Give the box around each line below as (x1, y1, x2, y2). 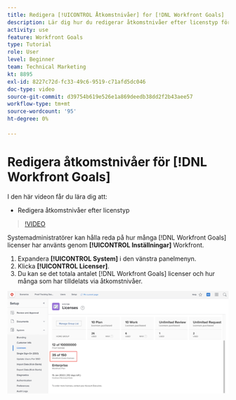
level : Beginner (7, 56, 55, 63)
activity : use (7, 26, 49, 33)
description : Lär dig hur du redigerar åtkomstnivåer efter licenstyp (7, 18, 218, 26)
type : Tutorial (7, 41, 52, 49)
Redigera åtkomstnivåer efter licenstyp (17, 206, 130, 214)
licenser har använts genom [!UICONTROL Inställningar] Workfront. (7, 240, 204, 249)
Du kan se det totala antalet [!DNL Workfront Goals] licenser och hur (17, 269, 216, 277)
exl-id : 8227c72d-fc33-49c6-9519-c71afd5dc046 (7, 78, 146, 85)
